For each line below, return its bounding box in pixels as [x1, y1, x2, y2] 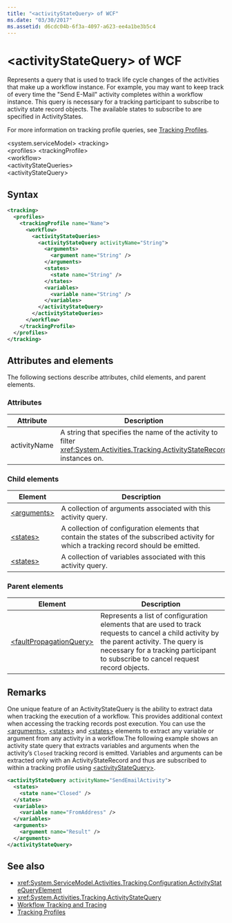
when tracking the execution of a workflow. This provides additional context [7, 712, 223, 720]
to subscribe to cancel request [99, 655, 200, 664]
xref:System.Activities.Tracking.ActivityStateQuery [17, 893, 162, 902]
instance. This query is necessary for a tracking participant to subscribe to [7, 98, 220, 106]
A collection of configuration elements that [61, 523, 200, 533]
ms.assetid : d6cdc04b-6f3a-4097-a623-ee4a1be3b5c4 [7, 23, 156, 30]
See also [7, 861, 45, 872]
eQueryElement [17, 886, 62, 895]
